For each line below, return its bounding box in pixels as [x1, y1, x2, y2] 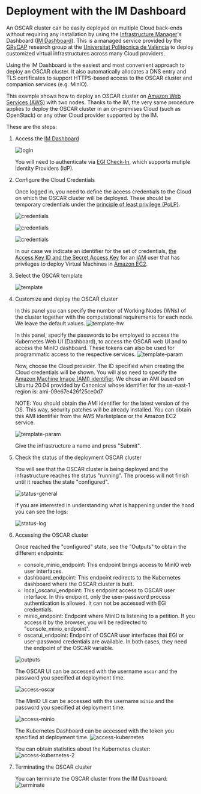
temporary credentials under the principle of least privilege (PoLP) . [14, 201, 181, 208]
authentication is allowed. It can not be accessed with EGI [23, 599, 167, 607]
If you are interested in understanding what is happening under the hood [14, 501, 194, 508]
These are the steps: [6, 123, 57, 130]
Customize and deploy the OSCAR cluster [14, 295, 118, 302]
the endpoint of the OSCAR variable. [23, 644, 114, 651]
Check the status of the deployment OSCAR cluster [14, 454, 142, 461]
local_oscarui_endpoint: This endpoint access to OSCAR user [23, 586, 175, 594]
